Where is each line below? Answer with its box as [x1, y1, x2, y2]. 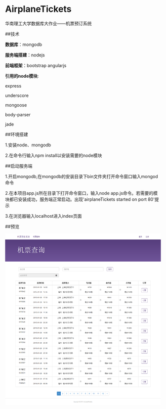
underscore [5, 92, 29, 98]
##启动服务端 [5, 163, 33, 169]
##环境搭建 [5, 131, 28, 137]
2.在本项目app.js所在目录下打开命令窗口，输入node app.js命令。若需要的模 [5, 190, 158, 196]
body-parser [5, 111, 31, 117]
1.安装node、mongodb [5, 142, 51, 148]
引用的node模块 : [5, 73, 39, 79]
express [5, 83, 22, 89]
